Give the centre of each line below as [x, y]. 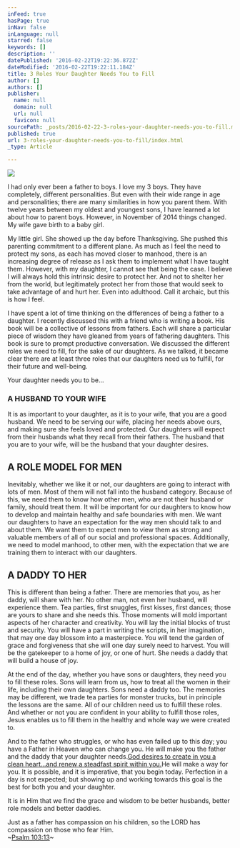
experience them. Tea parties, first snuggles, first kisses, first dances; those [119, 607]
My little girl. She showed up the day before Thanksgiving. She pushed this [118, 239]
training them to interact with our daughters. [72, 553]
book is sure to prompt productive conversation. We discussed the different [119, 344]
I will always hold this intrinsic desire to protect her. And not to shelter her [115, 276]
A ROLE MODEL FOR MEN [65, 467]
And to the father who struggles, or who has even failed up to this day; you [117, 742]
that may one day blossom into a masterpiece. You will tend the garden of [116, 638]
